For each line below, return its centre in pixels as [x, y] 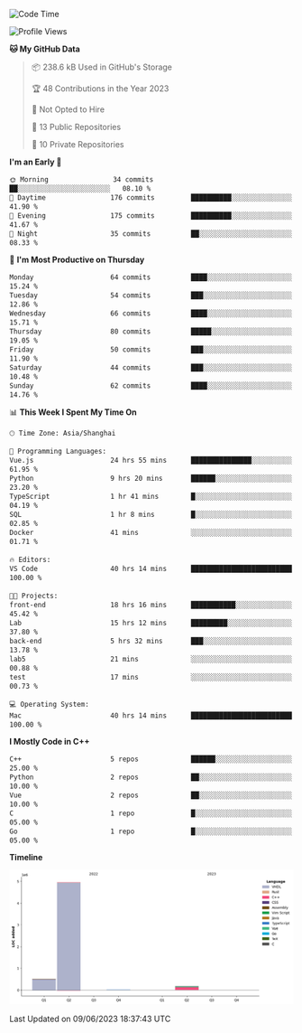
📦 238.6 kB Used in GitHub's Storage [102, 67]
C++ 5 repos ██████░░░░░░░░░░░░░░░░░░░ [151, 759]
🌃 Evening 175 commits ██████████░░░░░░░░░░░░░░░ [151, 216]
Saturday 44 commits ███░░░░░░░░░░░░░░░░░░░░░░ [151, 368]
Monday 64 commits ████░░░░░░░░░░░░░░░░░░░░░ [151, 277]
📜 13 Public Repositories [76, 127]
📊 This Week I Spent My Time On [73, 412]
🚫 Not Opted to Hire [68, 109]
